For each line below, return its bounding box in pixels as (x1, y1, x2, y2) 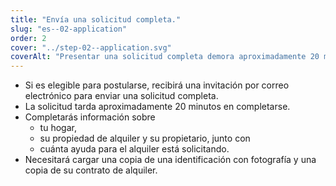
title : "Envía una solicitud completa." (10, 14, 182, 25)
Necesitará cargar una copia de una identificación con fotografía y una (24, 154, 317, 166)
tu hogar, (39, 122, 77, 134)
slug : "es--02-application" (10, 24, 128, 34)
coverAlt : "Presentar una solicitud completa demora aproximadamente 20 (10, 52, 320, 62)
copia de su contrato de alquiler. (24, 164, 158, 176)
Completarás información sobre (24, 111, 156, 123)
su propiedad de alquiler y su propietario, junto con (39, 132, 251, 145)
